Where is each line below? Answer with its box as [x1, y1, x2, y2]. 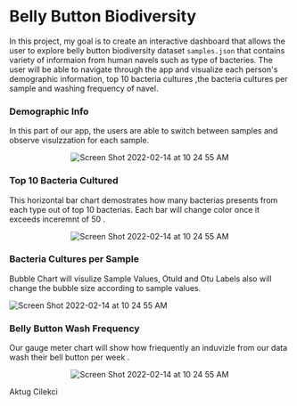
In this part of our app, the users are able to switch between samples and [9, 126, 278, 136]
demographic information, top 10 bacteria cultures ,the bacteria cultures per [9, 73, 288, 84]
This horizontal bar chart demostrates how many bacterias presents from [9, 194, 278, 206]
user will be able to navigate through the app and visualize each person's [9, 64, 278, 75]
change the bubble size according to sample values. [9, 282, 202, 293]
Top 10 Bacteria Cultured [9, 175, 119, 187]
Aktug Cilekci [9, 386, 58, 397]
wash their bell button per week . [9, 352, 130, 362]
